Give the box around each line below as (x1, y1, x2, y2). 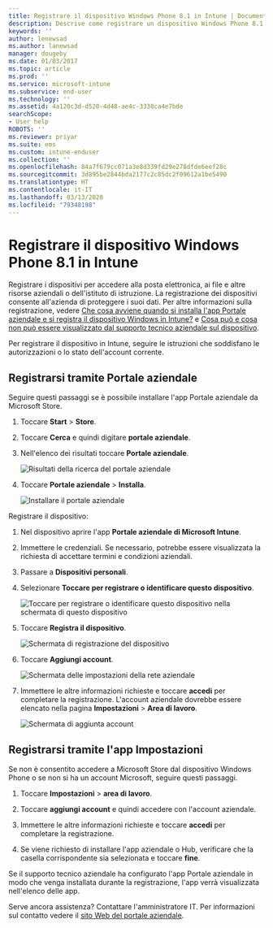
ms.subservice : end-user (8, 87, 93, 96)
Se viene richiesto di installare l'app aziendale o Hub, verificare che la (19, 844, 254, 854)
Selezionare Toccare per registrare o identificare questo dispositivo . (19, 583, 254, 593)
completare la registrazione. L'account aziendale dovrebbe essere (19, 695, 242, 705)
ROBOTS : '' (8, 125, 45, 133)
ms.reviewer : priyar (8, 132, 79, 141)
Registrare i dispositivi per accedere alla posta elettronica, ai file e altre (8, 280, 246, 289)
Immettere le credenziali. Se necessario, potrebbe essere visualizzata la (19, 543, 262, 553)
